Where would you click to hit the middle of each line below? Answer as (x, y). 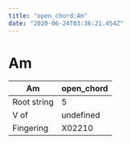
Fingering (31, 128)
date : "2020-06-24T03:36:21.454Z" (66, 23)
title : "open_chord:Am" (48, 16)
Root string (33, 102)
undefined (81, 115)
